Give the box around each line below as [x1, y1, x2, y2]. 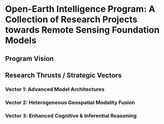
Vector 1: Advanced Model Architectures [5, 86, 105, 93]
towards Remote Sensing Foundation [5, 25, 160, 35]
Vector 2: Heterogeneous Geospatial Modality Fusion [5, 99, 135, 106]
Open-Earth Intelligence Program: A [5, 3, 156, 15]
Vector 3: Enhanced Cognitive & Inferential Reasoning [5, 112, 137, 119]
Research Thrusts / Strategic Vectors [5, 71, 122, 79]
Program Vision [5, 54, 54, 62]
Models [5, 35, 37, 46]
